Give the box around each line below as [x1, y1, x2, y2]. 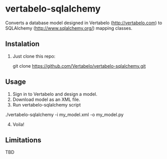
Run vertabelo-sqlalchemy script [12, 101, 81, 108]
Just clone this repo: [12, 53, 56, 59]
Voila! [12, 121, 24, 127]
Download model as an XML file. [12, 96, 80, 102]
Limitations [5, 136, 41, 144]
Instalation [5, 40, 39, 48]
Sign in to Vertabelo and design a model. [12, 91, 98, 97]
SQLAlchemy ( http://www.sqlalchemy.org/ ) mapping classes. [5, 25, 133, 31]
